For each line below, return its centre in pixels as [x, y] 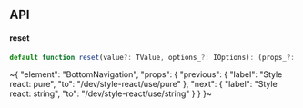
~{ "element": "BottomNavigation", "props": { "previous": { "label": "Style [146, 74]
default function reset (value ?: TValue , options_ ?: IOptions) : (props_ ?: [152, 57]
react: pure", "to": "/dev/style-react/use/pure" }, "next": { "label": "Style [143, 84]
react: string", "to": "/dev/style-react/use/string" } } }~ [111, 93]
